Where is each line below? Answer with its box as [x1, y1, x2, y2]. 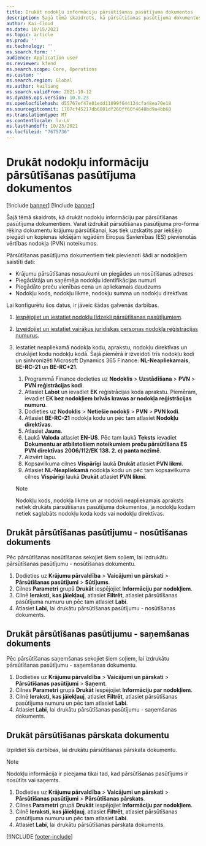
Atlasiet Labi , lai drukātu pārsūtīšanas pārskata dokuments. [15, 821, 166, 829]
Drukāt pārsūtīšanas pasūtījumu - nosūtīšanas [6, 527, 188, 538]
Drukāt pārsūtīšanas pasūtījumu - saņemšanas [6, 629, 190, 639]
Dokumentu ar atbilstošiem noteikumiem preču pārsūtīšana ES [24, 440, 188, 448]
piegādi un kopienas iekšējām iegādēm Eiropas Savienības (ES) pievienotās [6, 233, 197, 240]
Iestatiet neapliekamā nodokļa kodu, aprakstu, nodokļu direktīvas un [15, 343, 188, 351]
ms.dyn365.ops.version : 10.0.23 [6, 95, 89, 101]
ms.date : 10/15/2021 [6, 26, 59, 33]
